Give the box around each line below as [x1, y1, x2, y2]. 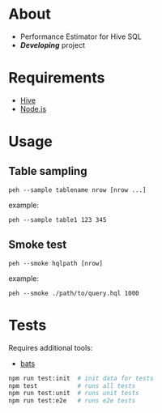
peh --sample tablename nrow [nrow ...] [8, 185, 147, 194]
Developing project [19, 40, 85, 49]
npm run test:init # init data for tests [8, 374, 154, 382]
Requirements [8, 69, 105, 87]
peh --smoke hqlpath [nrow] [8, 259, 104, 267]
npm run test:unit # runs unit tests [8, 390, 139, 398]
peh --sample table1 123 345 [8, 215, 107, 224]
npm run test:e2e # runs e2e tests [8, 397, 136, 405]
